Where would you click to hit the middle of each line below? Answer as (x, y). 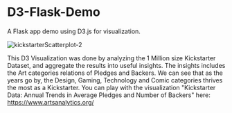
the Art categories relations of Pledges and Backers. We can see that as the (115, 73)
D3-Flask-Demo (54, 12)
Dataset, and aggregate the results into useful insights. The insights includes (116, 65)
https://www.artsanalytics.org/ (51, 102)
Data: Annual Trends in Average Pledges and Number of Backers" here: (109, 95)
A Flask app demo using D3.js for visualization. (74, 31)
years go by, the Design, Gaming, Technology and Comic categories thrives (115, 80)
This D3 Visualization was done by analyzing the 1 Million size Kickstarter (111, 58)
